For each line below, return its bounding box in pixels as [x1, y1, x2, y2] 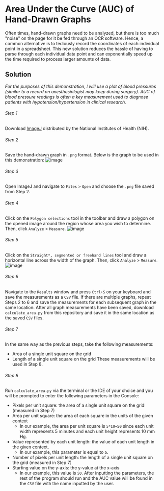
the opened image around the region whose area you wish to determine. [5, 220, 151, 226]
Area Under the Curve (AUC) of [5, 3, 135, 15]
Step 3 [5, 168, 19, 174]
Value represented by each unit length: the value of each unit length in [12, 439, 155, 445]
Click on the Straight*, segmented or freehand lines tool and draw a [5, 252, 147, 258]
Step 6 [5, 274, 19, 280]
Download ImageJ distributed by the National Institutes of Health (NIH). [5, 125, 149, 131]
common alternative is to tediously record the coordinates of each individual [5, 40, 160, 46]
